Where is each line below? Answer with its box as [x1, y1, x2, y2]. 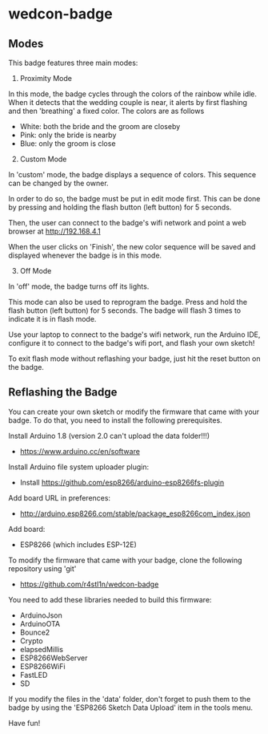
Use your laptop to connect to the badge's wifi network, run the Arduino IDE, [8, 330, 261, 339]
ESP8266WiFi [19, 661, 66, 671]
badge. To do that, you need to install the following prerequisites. [8, 415, 222, 425]
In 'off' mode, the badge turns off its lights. [8, 282, 150, 291]
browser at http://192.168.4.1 [8, 226, 102, 236]
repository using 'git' [8, 563, 77, 574]
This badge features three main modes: [8, 58, 138, 67]
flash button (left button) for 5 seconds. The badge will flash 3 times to [8, 306, 242, 315]
